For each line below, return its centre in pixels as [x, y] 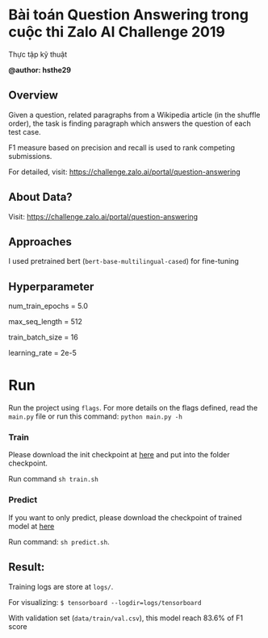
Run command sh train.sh [53, 479]
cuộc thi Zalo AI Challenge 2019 [117, 32]
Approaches [40, 242]
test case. [25, 131]
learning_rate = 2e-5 [42, 353]
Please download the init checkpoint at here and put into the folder [119, 455]
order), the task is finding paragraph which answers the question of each [130, 123]
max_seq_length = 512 [46, 322]
